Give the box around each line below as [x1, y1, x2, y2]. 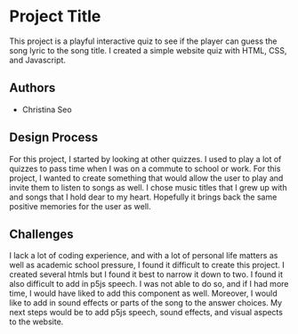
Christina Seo [21, 104, 73, 115]
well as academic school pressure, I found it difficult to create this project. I [9, 260, 285, 271]
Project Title [9, 6, 101, 27]
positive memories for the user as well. [9, 200, 151, 211]
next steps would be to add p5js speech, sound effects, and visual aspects [9, 307, 283, 318]
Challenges [9, 226, 74, 241]
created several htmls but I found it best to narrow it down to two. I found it [9, 269, 283, 280]
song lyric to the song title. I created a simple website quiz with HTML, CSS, [9, 45, 287, 55]
